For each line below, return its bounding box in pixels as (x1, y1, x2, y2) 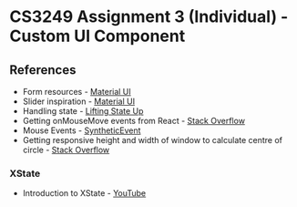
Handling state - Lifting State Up (22, 106, 144, 116)
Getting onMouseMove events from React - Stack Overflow (22, 116, 246, 126)
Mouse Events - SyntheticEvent (22, 125, 141, 136)
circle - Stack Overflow (22, 144, 110, 155)
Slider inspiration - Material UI (22, 96, 135, 107)
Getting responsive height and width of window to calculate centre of (22, 135, 283, 145)
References (9, 62, 77, 78)
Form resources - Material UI (22, 87, 132, 97)
